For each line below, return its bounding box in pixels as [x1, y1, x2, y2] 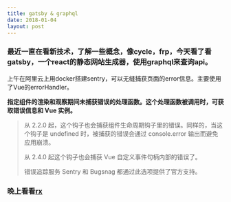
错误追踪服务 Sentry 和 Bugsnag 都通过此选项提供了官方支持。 [23, 167, 201, 176]
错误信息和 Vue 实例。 [12, 106, 77, 114]
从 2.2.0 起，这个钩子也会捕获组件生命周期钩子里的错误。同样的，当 [23, 121, 217, 129]
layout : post [7, 23, 45, 30]
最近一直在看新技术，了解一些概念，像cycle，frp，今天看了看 [7, 47, 212, 57]
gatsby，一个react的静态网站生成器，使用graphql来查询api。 [7, 57, 212, 67]
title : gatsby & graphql [7, 10, 78, 17]
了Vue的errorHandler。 [7, 83, 74, 91]
